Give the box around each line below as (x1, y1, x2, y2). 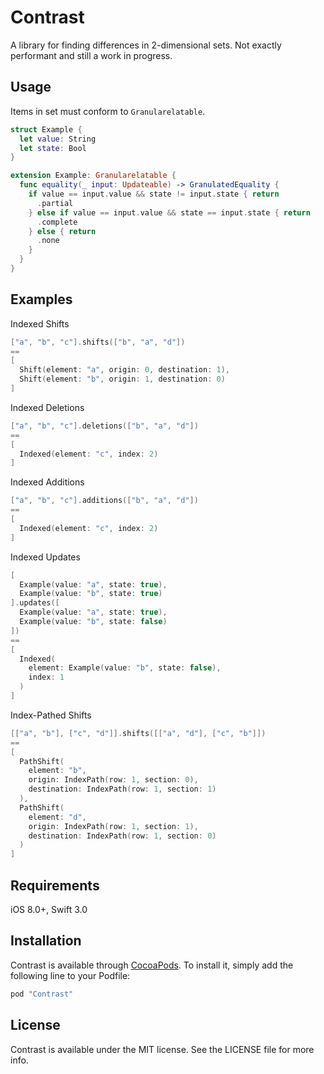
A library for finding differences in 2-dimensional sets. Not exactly (10, 39, 282, 51)
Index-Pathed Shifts (10, 709, 92, 721)
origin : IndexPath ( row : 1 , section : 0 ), (28, 775, 199, 785)
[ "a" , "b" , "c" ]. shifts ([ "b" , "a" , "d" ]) (10, 337, 186, 347)
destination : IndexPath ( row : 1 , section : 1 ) (28, 784, 217, 795)
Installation (10, 932, 82, 950)
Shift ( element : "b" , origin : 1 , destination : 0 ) (19, 374, 226, 385)
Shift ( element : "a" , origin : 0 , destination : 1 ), (19, 365, 230, 375)
